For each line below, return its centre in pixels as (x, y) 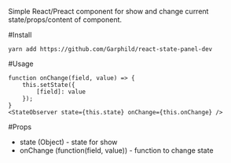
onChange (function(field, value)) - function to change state (116, 150)
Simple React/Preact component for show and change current (108, 11)
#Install (20, 35)
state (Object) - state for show (68, 142)
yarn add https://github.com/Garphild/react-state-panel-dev (110, 49)
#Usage (21, 63)
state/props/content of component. (65, 20)
